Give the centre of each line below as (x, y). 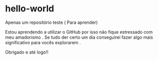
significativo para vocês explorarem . (43, 42)
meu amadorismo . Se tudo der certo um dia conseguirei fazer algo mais (79, 37)
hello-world (30, 9)
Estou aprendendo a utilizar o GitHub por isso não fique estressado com (79, 32)
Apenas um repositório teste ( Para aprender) (51, 22)
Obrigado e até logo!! (27, 52)
